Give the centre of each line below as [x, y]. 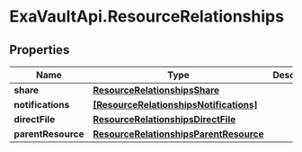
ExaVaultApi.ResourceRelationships [147, 17]
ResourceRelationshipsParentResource [178, 134]
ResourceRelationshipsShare [156, 90]
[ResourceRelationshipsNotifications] [175, 105]
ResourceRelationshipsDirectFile [164, 119]
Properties [40, 50]
